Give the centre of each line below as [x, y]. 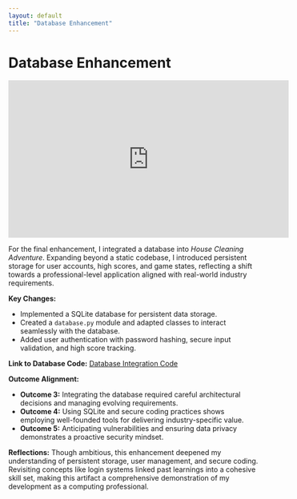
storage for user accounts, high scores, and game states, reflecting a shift [130, 266]
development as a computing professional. [79, 487]
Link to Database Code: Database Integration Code [93, 364]
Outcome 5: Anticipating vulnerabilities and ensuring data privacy [128, 429]
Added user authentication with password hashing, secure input [125, 340]
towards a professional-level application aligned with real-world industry [128, 275]
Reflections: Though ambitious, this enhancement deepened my [115, 453]
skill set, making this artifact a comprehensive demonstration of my [119, 478]
